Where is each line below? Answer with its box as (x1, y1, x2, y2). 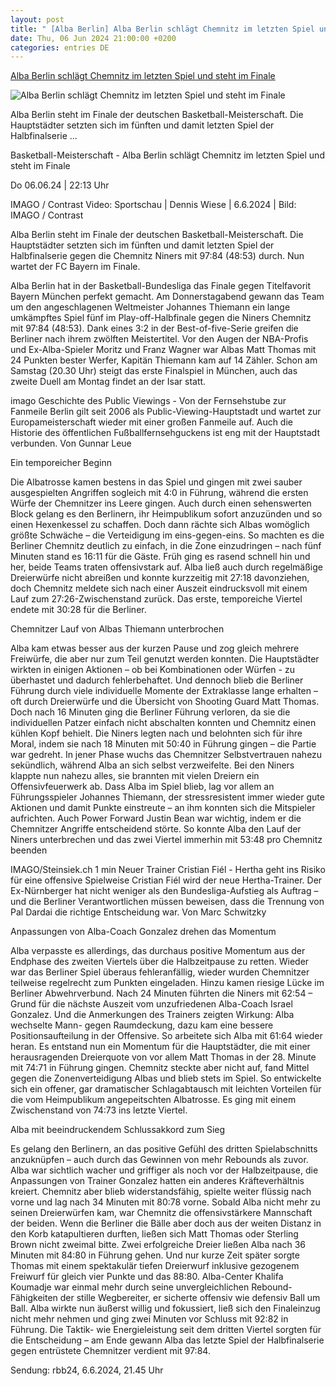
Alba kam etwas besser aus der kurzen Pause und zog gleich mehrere (10, 642, 300, 655)
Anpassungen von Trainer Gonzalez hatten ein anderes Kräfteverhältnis (10, 1175, 305, 1187)
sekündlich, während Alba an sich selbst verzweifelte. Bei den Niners (10, 759, 295, 771)
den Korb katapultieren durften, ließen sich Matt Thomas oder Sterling (10, 1228, 299, 1240)
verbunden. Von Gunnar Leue (10, 437, 132, 450)
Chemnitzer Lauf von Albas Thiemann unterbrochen (10, 623, 225, 635)
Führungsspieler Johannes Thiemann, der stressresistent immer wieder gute (10, 791, 325, 803)
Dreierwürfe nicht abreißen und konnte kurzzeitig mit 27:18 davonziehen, (10, 572, 310, 584)
